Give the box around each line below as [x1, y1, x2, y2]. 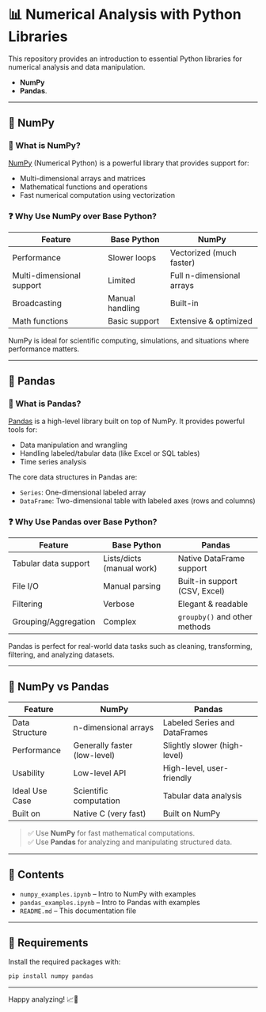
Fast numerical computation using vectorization [19, 190, 176, 199]
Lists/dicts [102, 552, 142, 563]
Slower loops [108, 252, 157, 263]
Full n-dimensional [169, 270, 241, 281]
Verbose [102, 598, 135, 609]
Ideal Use [12, 785, 47, 796]
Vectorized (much [169, 247, 237, 258]
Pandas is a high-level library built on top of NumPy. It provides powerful [8, 416, 245, 426]
